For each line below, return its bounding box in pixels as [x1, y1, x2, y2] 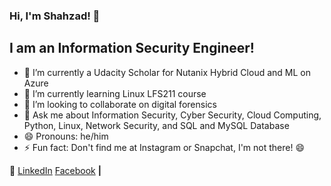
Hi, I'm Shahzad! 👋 [9, 9, 101, 23]
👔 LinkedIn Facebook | [9, 164, 102, 176]
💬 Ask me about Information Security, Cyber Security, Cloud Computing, [23, 109, 322, 121]
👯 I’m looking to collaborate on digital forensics [23, 98, 217, 110]
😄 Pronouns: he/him [23, 130, 109, 142]
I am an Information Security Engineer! [9, 40, 255, 57]
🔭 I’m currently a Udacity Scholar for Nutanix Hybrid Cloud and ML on [23, 66, 311, 78]
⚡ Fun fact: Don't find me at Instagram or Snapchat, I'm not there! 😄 [23, 141, 306, 153]
